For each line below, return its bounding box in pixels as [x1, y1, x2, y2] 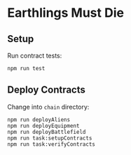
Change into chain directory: [7, 102, 90, 111]
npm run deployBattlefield [7, 128, 86, 135]
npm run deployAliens [7, 116, 71, 123]
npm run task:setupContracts [7, 135, 92, 142]
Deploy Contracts [7, 84, 86, 96]
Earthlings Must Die [7, 5, 125, 21]
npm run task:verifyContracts [7, 140, 96, 148]
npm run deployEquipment [7, 122, 80, 129]
